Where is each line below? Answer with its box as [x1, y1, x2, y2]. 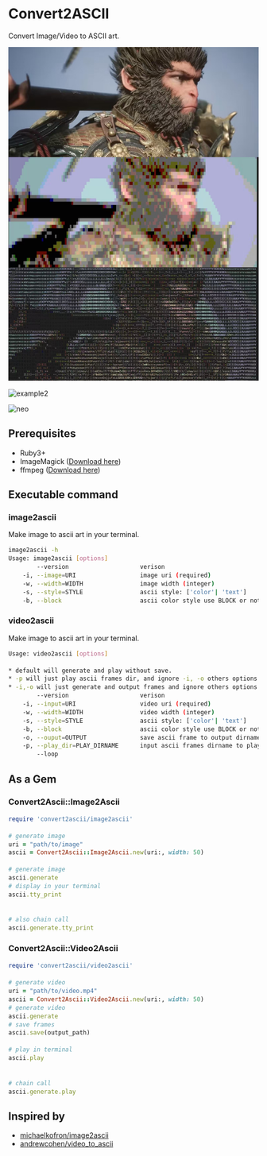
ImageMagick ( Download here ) [19, 456, 122, 466]
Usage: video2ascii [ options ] [8, 649, 109, 658]
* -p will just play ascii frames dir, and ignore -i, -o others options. [8, 675, 261, 683]
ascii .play [8, 1054, 44, 1062]
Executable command [8, 488, 118, 501]
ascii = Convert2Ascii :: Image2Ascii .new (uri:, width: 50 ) [8, 849, 204, 856]
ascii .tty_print [8, 891, 62, 899]
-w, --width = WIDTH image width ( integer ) [22, 579, 215, 588]
